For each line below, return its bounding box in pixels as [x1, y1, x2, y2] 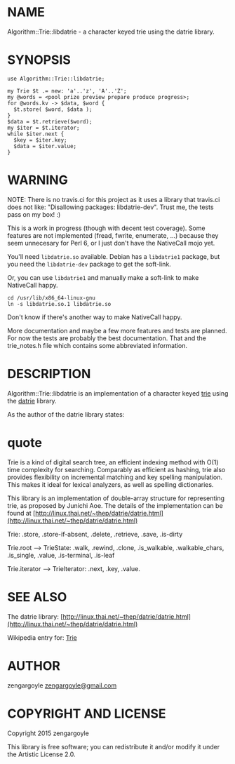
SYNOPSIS [7, 52, 72, 68]
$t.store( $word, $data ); [13, 106, 93, 113]
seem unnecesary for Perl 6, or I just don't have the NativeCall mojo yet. [7, 239, 215, 247]
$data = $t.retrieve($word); [7, 118, 93, 125]
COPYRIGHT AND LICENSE [7, 706, 166, 721]
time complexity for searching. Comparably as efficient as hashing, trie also [7, 465, 226, 474]
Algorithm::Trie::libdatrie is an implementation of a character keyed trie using [7, 389, 229, 397]
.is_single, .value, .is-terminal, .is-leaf [7, 551, 115, 559]
